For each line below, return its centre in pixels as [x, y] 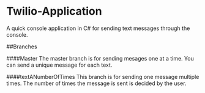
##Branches [22, 46]
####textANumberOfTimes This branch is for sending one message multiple [103, 76]
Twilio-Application [54, 11]
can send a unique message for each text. [59, 65]
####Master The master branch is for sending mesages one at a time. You [100, 58]
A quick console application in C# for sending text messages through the [98, 28]
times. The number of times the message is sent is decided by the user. [96, 83]
